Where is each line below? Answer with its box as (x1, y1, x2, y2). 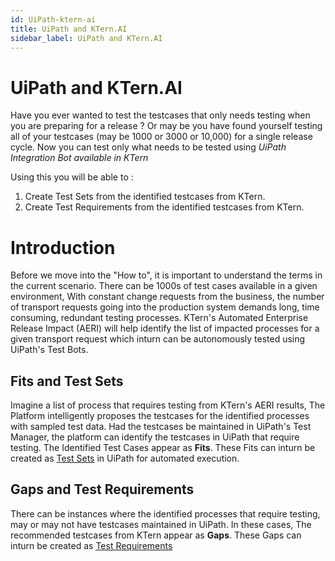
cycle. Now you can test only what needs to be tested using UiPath (10, 141, 287, 153)
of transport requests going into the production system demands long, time (10, 301, 320, 313)
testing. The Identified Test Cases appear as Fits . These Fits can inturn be (10, 442, 316, 454)
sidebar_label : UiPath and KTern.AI (10, 33, 163, 43)
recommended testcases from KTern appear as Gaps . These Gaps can (10, 529, 302, 541)
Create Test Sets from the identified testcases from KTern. (24, 191, 266, 203)
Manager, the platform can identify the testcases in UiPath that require (10, 431, 300, 443)
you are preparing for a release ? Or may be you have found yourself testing (10, 120, 323, 132)
